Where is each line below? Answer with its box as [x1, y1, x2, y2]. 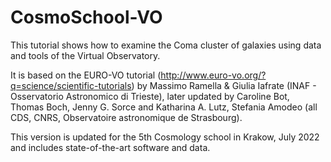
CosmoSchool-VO [10, 6, 163, 29]
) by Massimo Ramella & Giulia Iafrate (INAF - [131, 79, 317, 91]
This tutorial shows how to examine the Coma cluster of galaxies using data [10, 39, 322, 51]
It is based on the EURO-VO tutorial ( [10, 69, 162, 81]
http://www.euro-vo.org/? [160, 69, 267, 81]
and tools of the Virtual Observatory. [10, 49, 161, 61]
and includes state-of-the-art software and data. [10, 141, 211, 153]
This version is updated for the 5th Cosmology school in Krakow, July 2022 [10, 131, 320, 143]
